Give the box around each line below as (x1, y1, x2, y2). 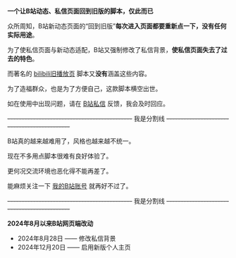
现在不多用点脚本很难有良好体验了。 (7, 152, 113, 160)
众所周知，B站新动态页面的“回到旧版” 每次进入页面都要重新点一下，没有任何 (7, 22, 227, 30)
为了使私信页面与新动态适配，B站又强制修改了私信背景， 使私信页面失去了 (7, 46, 222, 54)
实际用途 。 (7, 31, 39, 39)
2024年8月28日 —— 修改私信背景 (17, 234, 116, 242)
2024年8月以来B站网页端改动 (7, 219, 94, 228)
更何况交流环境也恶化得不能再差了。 (7, 167, 113, 175)
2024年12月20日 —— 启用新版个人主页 (17, 243, 132, 251)
